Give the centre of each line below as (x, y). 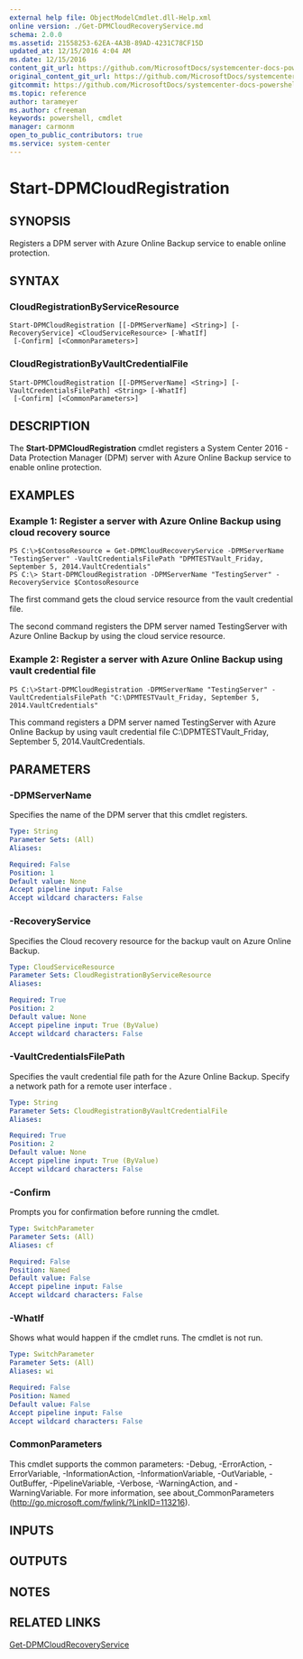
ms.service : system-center (60, 144)
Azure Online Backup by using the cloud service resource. (117, 636)
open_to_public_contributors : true (76, 135)
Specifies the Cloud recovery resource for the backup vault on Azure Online (150, 941)
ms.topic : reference (48, 93)
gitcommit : (30, 85)
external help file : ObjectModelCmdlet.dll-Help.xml (110, 18)
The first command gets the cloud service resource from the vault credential (151, 599)
